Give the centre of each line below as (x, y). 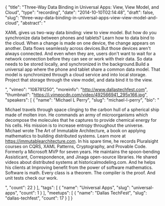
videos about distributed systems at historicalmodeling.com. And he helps (80, 162)
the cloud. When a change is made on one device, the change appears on (80, 43)
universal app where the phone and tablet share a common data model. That (83, 69)
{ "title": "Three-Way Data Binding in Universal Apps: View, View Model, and (82, 7)
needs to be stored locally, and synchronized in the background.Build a (77, 64)
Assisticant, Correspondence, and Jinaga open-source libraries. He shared (81, 157)
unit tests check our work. (32, 178)
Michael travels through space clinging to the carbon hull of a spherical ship (82, 109)
